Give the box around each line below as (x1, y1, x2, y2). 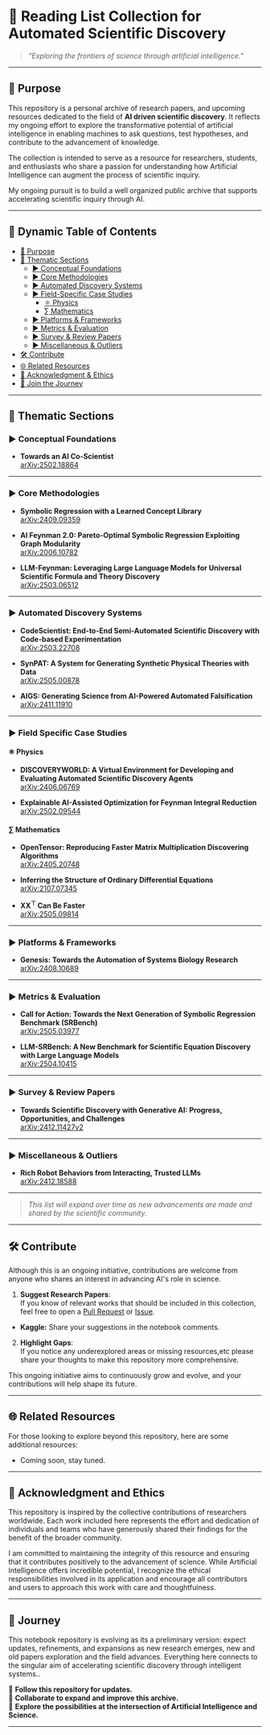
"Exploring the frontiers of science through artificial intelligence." (27, 51, 243, 60)
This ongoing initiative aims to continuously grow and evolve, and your (8, 1370, 242, 1380)
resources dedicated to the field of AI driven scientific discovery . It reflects (8, 112, 261, 121)
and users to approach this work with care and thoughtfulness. (8, 1583, 216, 1593)
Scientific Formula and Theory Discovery (19, 571, 161, 581)
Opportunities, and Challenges (19, 1114, 125, 1123)
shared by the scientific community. (27, 1208, 147, 1218)
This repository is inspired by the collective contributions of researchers (8, 1507, 247, 1517)
